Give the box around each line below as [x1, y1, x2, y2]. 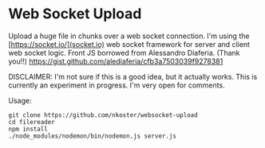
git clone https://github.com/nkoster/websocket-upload [8, 111, 198, 119]
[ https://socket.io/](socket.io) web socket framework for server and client [8, 39, 250, 49]
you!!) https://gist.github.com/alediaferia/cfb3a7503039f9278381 [8, 56, 223, 66]
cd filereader [8, 118, 56, 126]
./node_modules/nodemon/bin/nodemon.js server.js [8, 132, 177, 140]
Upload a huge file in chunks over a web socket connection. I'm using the [8, 31, 250, 41]
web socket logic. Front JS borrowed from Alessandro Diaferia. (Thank [8, 48, 240, 57]
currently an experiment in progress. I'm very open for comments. [8, 80, 225, 90]
